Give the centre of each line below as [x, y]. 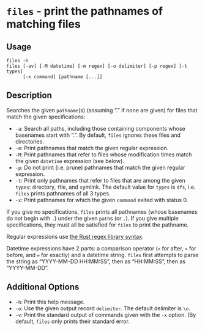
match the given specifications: [46, 117]
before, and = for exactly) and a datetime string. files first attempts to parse [102, 255]
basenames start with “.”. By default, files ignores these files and [98, 135]
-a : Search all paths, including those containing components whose [100, 128]
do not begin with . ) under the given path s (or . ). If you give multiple [93, 218]
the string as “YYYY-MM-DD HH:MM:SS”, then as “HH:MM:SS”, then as [96, 261]
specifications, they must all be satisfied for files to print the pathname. [98, 225]
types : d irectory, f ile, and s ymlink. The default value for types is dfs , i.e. [105, 187]
